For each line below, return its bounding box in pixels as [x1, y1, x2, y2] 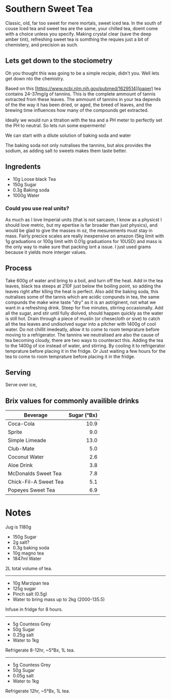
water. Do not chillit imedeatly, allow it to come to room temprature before [5, 326, 160, 332]
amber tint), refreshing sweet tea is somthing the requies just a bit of [5, 36, 149, 42]
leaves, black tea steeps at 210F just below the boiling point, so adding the [5, 283, 161, 289]
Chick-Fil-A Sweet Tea [8, 478, 64, 486]
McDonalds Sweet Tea [8, 470, 62, 477]
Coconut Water [8, 453, 44, 461]
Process [5, 264, 32, 273]
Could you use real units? [5, 205, 70, 212]
